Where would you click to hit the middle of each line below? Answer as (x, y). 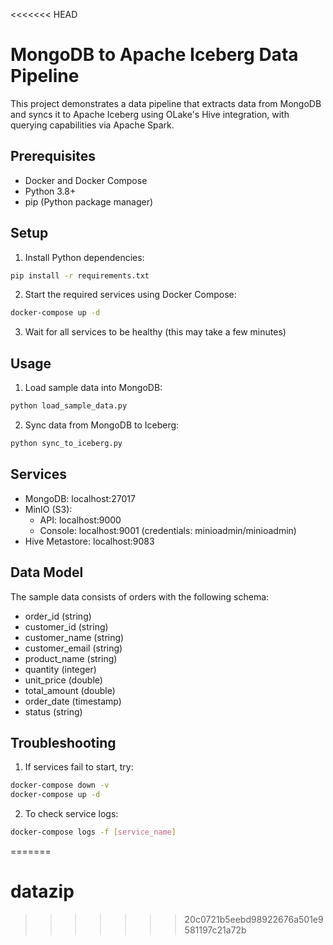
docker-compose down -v (60, 785)
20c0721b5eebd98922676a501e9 (254, 919)
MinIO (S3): (48, 509)
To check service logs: (71, 814)
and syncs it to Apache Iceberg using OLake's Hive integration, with (150, 114)
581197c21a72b (215, 930)
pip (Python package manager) (89, 201)
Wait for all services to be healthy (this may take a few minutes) (155, 332)
